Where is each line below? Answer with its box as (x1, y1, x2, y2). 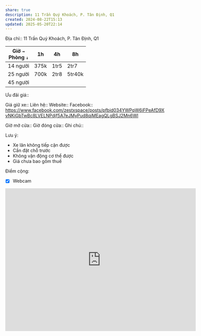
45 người (8, 79, 29, 86)
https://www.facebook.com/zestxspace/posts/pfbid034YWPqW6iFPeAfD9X (5, 107, 165, 113)
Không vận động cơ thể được (12, 153, 74, 159)
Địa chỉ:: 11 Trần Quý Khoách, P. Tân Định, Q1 (5, 36, 99, 42)
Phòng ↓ (8, 54, 29, 61)
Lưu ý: (5, 132, 19, 139)
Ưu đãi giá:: (5, 92, 29, 98)
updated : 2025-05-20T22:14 (5, 21, 62, 27)
